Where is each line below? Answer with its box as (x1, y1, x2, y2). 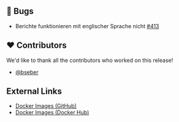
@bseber (15, 68, 39, 75)
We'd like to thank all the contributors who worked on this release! (6, 56, 173, 64)
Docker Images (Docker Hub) (15, 109, 89, 116)
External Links (6, 86, 63, 97)
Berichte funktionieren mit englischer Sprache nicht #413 (15, 22, 159, 29)
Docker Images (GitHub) (15, 102, 77, 110)
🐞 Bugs (6, 6, 34, 17)
